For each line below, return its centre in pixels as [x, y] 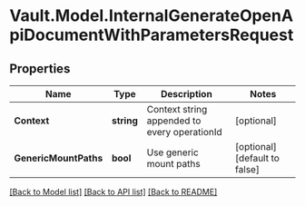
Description [187, 94]
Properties [40, 69]
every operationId [184, 132]
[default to [257, 158]
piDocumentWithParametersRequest [152, 35]
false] [247, 169]
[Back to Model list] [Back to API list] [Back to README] [113, 192]
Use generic [173, 152]
